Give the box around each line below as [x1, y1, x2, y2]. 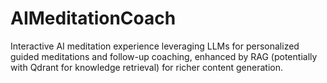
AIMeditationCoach [10, 7, 177, 30]
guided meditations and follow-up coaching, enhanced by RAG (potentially [10, 50, 318, 62]
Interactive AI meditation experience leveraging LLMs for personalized [10, 40, 300, 52]
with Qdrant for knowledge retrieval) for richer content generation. [10, 61, 284, 73]
